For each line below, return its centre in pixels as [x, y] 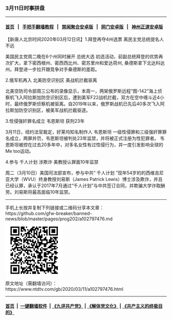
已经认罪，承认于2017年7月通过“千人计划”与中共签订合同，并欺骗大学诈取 [83, 186]
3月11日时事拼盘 [25, 8]
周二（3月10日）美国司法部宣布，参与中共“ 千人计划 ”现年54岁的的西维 [80, 173]
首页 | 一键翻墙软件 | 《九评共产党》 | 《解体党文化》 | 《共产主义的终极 [82, 306]
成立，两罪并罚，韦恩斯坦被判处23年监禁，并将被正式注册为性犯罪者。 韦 [87, 138]
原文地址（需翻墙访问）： [31, 283]
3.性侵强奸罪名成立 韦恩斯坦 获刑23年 [45, 121]
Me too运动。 [19, 151]
